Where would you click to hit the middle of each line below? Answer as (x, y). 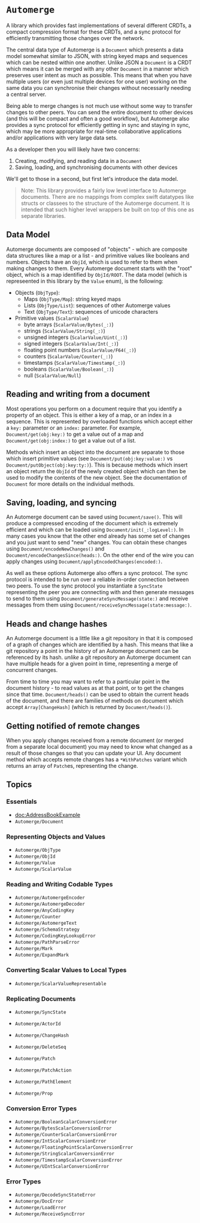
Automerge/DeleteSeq (40, 1047)
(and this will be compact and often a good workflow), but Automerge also (98, 119)
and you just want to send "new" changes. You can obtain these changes (97, 543)
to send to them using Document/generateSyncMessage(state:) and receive (97, 599)
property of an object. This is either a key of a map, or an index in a (89, 415)
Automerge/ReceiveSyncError (50, 1214)
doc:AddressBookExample (48, 815)
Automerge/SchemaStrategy (47, 930)
